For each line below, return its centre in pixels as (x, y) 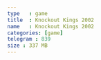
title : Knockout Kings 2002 (51, 20)
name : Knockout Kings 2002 (51, 26)
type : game (28, 13)
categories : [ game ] (35, 33)
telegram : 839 (29, 39)
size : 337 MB (28, 46)
